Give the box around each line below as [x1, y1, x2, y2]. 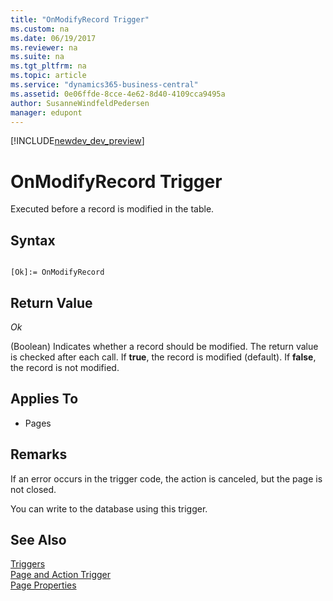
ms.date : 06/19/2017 [10, 33, 97, 43]
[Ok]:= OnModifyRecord [10, 267, 105, 278]
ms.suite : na [10, 52, 65, 62]
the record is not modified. [10, 361, 120, 373]
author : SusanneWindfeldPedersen [10, 98, 150, 108]
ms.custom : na [10, 24, 70, 34]
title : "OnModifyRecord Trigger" [10, 14, 150, 25]
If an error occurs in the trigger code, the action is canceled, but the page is [10, 472, 323, 485]
